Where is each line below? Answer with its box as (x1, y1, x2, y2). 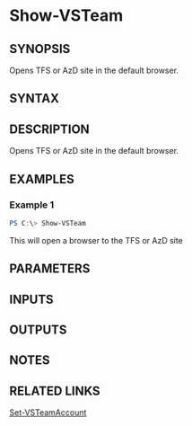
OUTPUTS (9, 322, 67, 337)
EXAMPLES (9, 172, 74, 187)
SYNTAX (9, 91, 60, 106)
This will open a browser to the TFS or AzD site (9, 235, 184, 245)
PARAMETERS (9, 262, 91, 277)
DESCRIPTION (9, 121, 90, 137)
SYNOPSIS (9, 41, 71, 57)
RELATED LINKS (9, 383, 100, 398)
